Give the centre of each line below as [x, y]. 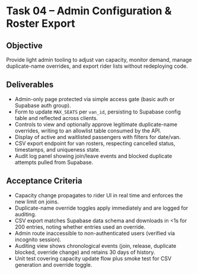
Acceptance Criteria [44, 181]
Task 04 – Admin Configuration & [89, 11]
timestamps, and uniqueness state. [58, 149]
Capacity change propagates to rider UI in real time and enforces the [99, 195]
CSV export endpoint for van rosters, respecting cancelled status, [95, 143]
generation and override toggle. [53, 264]
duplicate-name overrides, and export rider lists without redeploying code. [97, 66]
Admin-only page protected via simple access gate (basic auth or [95, 99]
